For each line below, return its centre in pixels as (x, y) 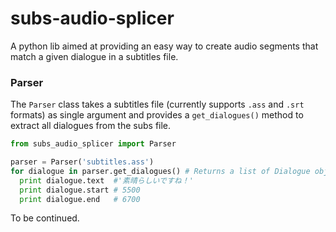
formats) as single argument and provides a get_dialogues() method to (157, 115)
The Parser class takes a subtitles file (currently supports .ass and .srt (157, 104)
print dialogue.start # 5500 (80, 190)
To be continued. (45, 218)
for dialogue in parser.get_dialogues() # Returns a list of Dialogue (160, 171)
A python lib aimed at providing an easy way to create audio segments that (164, 46)
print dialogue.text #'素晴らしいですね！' (106, 180)
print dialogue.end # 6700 (80, 199)
